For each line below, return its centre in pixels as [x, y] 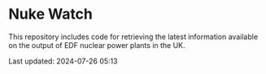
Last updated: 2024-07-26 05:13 [63, 61]
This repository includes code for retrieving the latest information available [133, 37]
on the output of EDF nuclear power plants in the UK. [97, 45]
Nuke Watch [51, 14]
